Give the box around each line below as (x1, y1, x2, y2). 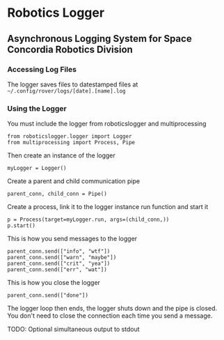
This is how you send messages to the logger (7, 235, 138, 243)
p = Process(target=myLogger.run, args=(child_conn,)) (7, 216, 170, 224)
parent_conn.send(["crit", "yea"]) (7, 260, 111, 268)
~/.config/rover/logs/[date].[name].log (7, 87, 127, 95)
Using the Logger (7, 103, 67, 113)
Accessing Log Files (7, 64, 77, 74)
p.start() (7, 222, 36, 229)
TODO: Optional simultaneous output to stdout (7, 325, 141, 334)
